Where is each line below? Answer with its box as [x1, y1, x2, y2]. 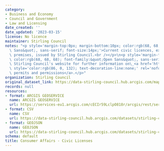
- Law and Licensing [5, 20, 47, 26]
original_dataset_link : [5, 79, 54, 84]
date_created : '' [5, 25, 41, 30]
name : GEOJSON [9, 125, 38, 130]
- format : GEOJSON [5, 120, 42, 125]
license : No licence [5, 35, 47, 39]
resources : [5, 89, 27, 94]
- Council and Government [5, 16, 58, 21]
